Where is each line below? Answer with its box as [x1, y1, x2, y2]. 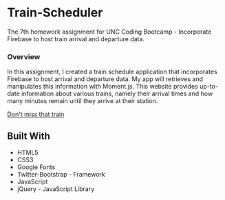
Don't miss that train [7, 110, 65, 118]
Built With [7, 130, 50, 142]
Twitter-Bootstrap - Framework [17, 170, 105, 179]
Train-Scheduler [7, 5, 103, 21]
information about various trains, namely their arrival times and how [21, 89, 213, 98]
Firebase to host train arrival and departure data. [7, 34, 145, 43]
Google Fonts [17, 163, 56, 171]
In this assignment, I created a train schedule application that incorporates [7, 67, 218, 76]
